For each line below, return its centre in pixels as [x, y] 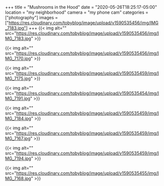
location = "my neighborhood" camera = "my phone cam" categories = [77, 12]
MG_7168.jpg [18, 178]
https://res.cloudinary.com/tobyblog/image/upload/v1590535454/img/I [88, 93]
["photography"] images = [32, 17]
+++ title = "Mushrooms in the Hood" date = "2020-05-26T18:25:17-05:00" [81, 7]
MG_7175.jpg [18, 78]
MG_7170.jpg [18, 58]
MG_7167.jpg [18, 138]
